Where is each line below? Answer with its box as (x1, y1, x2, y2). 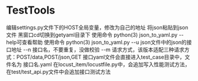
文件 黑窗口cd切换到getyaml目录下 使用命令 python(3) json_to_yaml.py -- (6, 31, 184, 38)
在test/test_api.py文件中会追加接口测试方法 (6, 68, 111, 75)
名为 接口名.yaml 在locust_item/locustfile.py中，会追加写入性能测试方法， (11, 60, 190, 68)
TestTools (6, 4, 56, 17)
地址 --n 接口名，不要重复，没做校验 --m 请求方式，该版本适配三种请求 (11, 46, 185, 53)
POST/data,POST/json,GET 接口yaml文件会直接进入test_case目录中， (16, 53, 185, 60)
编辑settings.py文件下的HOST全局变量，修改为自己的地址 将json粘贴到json (6, 24, 189, 31)
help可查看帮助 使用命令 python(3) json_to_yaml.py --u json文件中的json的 (6, 38, 187, 46)
